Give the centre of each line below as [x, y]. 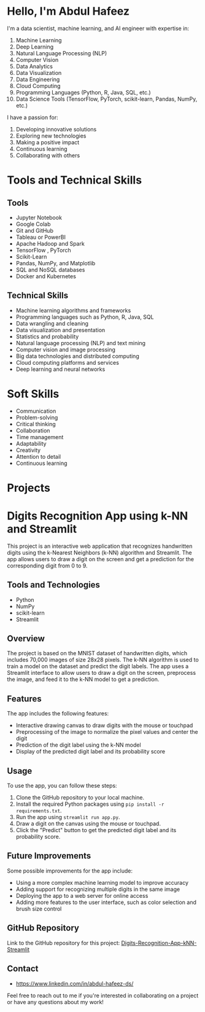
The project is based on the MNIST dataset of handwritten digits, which [97, 653]
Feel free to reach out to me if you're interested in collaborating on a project [103, 995]
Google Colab [33, 224]
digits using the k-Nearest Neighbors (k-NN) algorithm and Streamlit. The [99, 552]
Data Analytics [34, 66]
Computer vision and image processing [66, 349]
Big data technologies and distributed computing [78, 356]
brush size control [39, 909]
